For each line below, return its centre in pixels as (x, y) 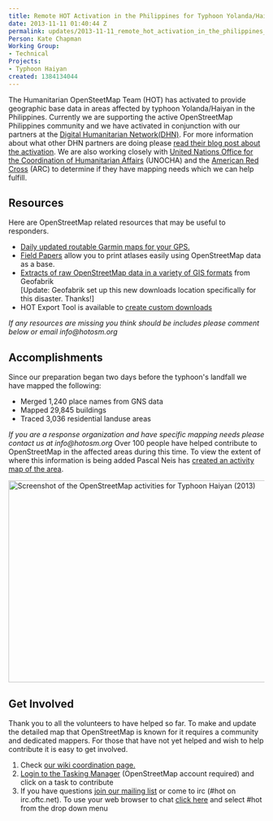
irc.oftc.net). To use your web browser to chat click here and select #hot (141, 800)
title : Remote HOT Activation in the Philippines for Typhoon (116, 16)
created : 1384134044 (43, 76)
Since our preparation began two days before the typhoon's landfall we (128, 377)
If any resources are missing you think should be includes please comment (134, 323)
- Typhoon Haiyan (38, 69)
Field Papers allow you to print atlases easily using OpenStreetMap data (141, 255)
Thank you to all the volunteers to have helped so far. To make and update (132, 723)
